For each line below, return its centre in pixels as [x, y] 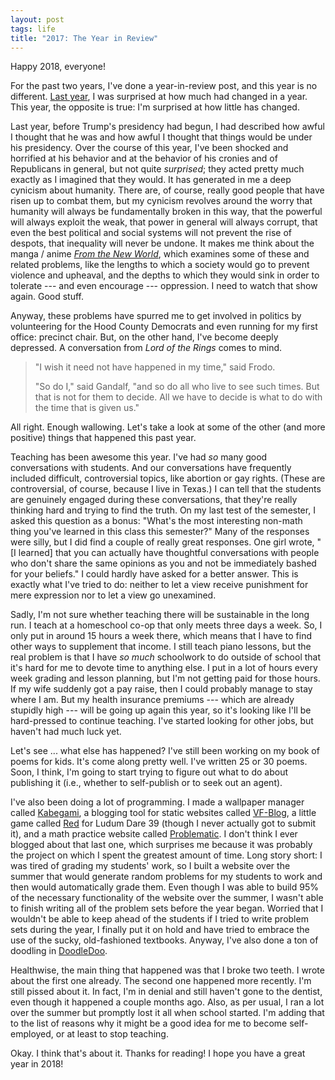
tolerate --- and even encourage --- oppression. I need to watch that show [164, 286]
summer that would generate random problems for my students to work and [166, 877]
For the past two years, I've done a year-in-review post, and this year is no [164, 86]
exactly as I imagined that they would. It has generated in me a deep [151, 180]
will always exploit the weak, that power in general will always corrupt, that [164, 222]
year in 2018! [37, 1064]
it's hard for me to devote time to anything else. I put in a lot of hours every [164, 668]
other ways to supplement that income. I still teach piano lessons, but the [161, 647]
